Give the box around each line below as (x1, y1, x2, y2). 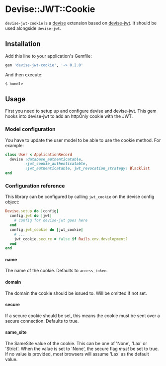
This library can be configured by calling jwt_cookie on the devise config (5, 193, 155, 200)
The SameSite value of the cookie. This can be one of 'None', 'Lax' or (5, 341, 148, 347)
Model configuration (5, 126, 56, 133)
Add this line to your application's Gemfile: (5, 53, 92, 59)
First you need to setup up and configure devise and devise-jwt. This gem (5, 108, 157, 114)
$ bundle (5, 81, 23, 86)
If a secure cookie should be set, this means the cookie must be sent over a (5, 313, 160, 319)
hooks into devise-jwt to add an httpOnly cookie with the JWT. (5, 113, 133, 119)
